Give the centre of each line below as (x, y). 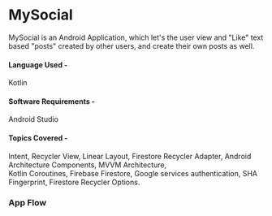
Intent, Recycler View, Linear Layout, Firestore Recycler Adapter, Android (130, 156)
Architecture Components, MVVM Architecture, (88, 165)
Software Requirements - (52, 101)
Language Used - (38, 65)
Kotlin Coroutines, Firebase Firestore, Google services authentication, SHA (133, 173)
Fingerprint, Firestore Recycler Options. (74, 182)
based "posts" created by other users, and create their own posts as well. (132, 45)
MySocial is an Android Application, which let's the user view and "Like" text (136, 37)
